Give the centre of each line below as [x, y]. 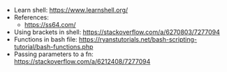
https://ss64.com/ [50, 25]
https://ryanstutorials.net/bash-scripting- [138, 39]
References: [31, 17]
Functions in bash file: [46, 39]
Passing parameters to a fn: [53, 54]
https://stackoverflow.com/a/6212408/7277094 [82, 61]
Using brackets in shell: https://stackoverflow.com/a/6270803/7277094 [117, 32]
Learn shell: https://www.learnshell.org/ [71, 10]
